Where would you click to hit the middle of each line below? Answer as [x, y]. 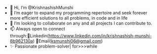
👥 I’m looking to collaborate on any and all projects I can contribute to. [81, 23]
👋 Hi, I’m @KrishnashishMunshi [41, 8]
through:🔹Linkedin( [29, 36]
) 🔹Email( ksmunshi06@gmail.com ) [68, 41]
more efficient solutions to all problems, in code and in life [69, 18]
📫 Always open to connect [37, 29]
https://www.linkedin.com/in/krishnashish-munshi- [100, 36]
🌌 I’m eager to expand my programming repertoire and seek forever [78, 13]
